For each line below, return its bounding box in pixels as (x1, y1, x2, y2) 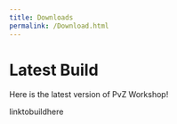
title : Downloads (9, 12, 74, 22)
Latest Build (9, 60, 100, 80)
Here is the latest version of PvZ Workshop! (9, 89, 169, 100)
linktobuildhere (9, 106, 64, 117)
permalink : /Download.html (9, 21, 109, 30)
